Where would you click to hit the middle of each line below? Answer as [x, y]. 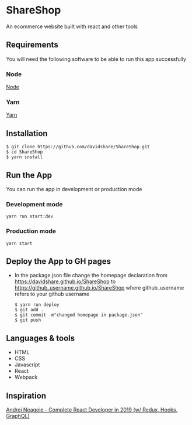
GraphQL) [18, 416]
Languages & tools [40, 338]
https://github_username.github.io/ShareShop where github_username [99, 288]
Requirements [32, 45]
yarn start [19, 243]
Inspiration [26, 395]
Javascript [27, 365]
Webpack [26, 377]
